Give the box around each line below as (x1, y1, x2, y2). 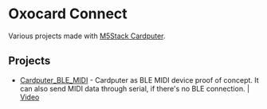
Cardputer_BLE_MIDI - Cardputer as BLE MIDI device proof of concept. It (19, 75, 259, 84)
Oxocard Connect (8, 5, 128, 23)
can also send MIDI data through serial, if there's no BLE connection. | (19, 84, 249, 93)
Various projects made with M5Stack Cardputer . (8, 31, 166, 41)
